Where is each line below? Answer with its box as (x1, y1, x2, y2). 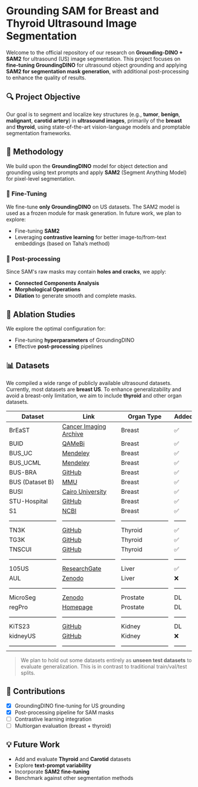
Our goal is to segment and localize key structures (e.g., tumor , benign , (6, 111, 181, 118)
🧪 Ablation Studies (6, 309, 75, 319)
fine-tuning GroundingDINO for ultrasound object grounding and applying (6, 61, 187, 69)
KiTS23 (9, 622, 31, 630)
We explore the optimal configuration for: (6, 325, 106, 332)
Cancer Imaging (62, 422, 107, 431)
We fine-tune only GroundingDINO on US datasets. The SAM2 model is (6, 203, 180, 210)
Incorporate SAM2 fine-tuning (14, 768, 90, 775)
